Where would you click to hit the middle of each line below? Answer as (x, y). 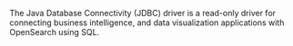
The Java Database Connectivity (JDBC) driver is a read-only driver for (142, 13)
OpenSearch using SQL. (55, 32)
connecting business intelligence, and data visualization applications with (147, 23)
